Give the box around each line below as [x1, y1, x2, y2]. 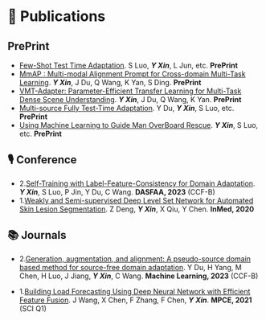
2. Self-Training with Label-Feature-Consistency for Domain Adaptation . [18, 178, 256, 188]
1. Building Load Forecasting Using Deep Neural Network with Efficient [18, 286, 251, 296]
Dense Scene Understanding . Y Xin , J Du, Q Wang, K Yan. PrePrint [18, 95, 242, 104]
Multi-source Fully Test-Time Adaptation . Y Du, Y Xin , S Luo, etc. [18, 104, 235, 113]
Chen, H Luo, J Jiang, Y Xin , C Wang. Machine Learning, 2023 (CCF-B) [18, 271, 259, 281]
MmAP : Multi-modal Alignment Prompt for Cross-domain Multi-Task [18, 69, 246, 79]
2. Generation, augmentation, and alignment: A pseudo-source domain [18, 253, 251, 264]
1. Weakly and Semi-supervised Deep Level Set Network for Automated [18, 195, 254, 205]
